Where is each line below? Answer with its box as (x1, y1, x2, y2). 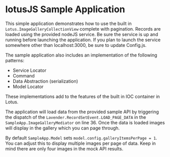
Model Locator (12, 83, 44, 90)
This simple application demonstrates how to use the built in (5, 20, 132, 27)
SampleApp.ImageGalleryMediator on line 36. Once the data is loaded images (5, 119, 165, 125)
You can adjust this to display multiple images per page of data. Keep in (5, 140, 156, 146)
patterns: (5, 57, 25, 63)
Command (12, 72, 35, 78)
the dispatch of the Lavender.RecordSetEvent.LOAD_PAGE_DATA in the (5, 114, 147, 120)
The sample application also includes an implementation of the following (5, 52, 157, 58)
